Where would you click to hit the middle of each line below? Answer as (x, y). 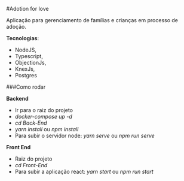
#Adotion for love (27, 9)
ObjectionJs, (30, 63)
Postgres (26, 75)
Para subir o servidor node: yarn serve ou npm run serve (85, 135)
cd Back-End (31, 123)
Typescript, (29, 56)
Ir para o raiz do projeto (44, 110)
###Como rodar (26, 87)
